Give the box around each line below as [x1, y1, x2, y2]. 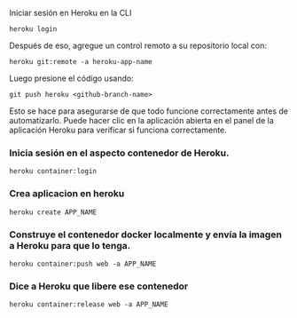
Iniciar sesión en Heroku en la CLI [9, 8, 132, 18]
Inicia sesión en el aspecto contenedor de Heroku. [9, 147, 230, 159]
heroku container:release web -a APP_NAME [9, 300, 168, 309]
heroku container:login [9, 167, 98, 176]
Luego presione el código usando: [9, 73, 135, 83]
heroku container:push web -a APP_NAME [9, 259, 157, 268]
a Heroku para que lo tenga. [9, 239, 131, 251]
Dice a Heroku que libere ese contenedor [9, 280, 189, 292]
